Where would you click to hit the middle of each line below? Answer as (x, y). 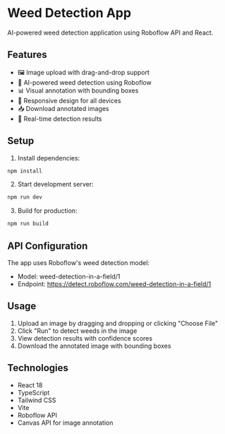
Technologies (38, 368)
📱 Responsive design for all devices (69, 100)
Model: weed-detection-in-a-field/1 (69, 276)
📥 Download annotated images (63, 108)
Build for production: (47, 211)
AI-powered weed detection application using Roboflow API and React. (110, 33)
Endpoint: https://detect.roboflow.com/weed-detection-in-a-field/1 (114, 284)
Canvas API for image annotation (65, 423)
